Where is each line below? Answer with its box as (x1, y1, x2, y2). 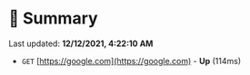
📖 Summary (8, 8, 98, 29)
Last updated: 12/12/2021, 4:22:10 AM (8, 38, 154, 49)
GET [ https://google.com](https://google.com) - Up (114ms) (21, 55, 242, 66)
